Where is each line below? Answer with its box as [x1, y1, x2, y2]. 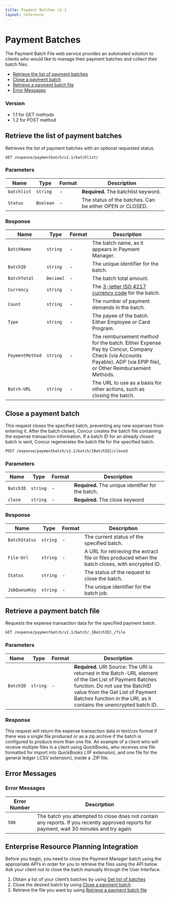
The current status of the [84, 533, 144, 540]
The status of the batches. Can [81, 196, 155, 203]
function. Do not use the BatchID [74, 682, 152, 689]
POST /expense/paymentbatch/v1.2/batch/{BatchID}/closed [5, 448, 128, 454]
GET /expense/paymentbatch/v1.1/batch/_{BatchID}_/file [5, 630, 125, 635]
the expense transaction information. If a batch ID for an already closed [5, 433, 154, 439]
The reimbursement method [92, 333, 159, 340]
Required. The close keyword [74, 497, 144, 504]
